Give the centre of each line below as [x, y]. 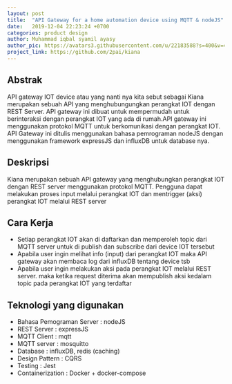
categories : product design [48, 33]
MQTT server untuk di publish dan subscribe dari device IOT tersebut [116, 247]
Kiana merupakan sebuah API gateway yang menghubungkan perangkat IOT [116, 179]
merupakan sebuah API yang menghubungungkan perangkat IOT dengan [111, 104]
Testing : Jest [37, 366]
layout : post [26, 13]
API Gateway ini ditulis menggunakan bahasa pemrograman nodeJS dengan [115, 133]
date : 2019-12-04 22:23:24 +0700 [58, 26]
